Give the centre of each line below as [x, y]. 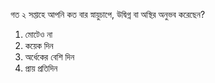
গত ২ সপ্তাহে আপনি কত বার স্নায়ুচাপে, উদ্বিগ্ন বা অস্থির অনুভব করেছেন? [108, 14]
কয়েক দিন [39, 45]
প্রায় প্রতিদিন [41, 68]
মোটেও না [38, 34]
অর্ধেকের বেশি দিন [49, 57]
